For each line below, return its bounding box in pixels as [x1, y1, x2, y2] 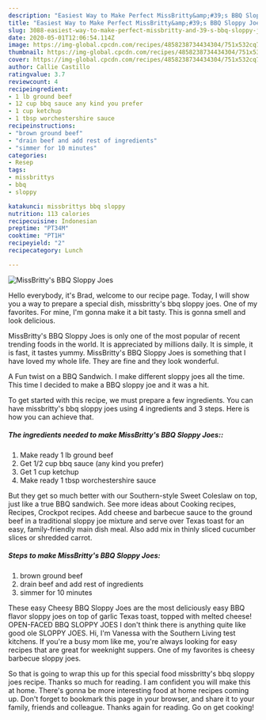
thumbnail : [8, 48, 44, 56]
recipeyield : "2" [8, 239, 66, 248]
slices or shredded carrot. [8, 532, 93, 542]
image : [8, 41, 30, 49]
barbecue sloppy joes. [8, 654, 82, 663]
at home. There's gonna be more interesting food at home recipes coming [8, 685, 249, 695]
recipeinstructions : [8, 122, 77, 130]
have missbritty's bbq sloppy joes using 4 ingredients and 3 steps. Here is [8, 404, 250, 413]
